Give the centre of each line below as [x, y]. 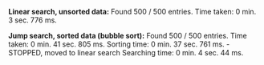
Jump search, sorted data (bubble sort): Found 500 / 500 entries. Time [128, 36]
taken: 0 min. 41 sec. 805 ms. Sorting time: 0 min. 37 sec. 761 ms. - [119, 44]
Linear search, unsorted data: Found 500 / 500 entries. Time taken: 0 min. [132, 12]
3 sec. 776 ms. [33, 20]
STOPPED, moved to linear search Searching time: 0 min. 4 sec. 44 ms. [126, 53]
